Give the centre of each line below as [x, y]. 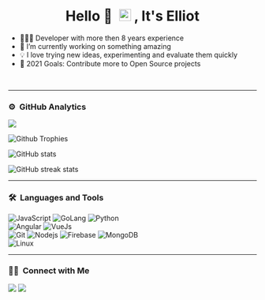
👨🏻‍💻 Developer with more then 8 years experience [102, 38]
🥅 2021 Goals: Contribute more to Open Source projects [110, 63]
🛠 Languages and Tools [56, 198]
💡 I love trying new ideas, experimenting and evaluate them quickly [129, 54]
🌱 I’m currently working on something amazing [95, 46]
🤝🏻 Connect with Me [49, 271]
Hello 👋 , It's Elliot [132, 16]
